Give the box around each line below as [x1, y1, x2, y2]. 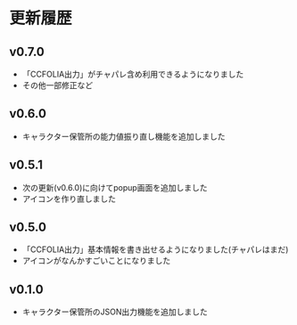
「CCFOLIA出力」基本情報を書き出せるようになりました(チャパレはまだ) [21, 244, 289, 255]
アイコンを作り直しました [21, 193, 117, 204]
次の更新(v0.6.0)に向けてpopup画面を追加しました [21, 182, 208, 192]
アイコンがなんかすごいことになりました [21, 256, 171, 266]
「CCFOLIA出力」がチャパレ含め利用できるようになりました [21, 69, 244, 79]
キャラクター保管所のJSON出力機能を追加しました [21, 306, 208, 317]
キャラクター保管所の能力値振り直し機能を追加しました [21, 131, 226, 142]
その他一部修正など [21, 80, 94, 90]
